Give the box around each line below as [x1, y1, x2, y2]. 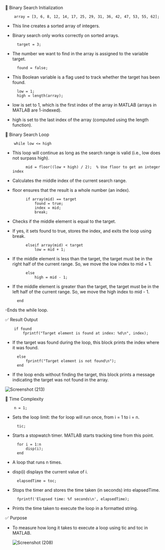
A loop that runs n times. [12, 460, 63, 465]
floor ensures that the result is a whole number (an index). [12, 187, 131, 193]
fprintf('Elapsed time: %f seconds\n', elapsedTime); [17, 497, 130, 502]
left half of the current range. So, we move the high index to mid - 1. [12, 289, 150, 295]
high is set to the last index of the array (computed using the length [12, 117, 149, 123]
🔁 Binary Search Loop [5, 131, 49, 137]
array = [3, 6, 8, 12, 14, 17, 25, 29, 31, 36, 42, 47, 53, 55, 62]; [14, 14, 160, 19]
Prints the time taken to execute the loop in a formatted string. [12, 506, 138, 511]
